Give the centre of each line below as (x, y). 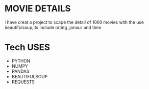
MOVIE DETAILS (38, 9)
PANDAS (21, 71)
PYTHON (21, 61)
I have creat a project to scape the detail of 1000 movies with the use (74, 22)
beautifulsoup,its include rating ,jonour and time (53, 27)
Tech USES (27, 47)
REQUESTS (23, 82)
